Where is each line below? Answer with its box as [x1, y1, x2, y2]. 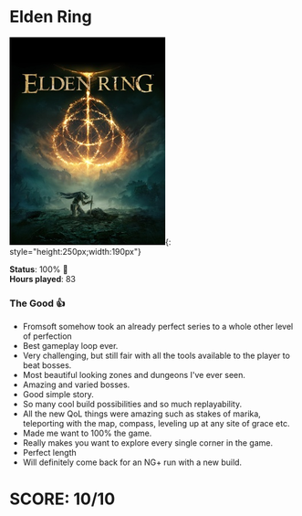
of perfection [22, 331, 73, 342]
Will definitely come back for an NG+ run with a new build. [22, 457, 243, 468]
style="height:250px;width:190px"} [9, 246, 141, 257]
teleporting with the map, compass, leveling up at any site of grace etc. [22, 418, 290, 429]
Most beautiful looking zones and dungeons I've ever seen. [22, 370, 246, 381]
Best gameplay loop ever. [22, 341, 119, 352]
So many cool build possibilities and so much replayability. [22, 399, 243, 410]
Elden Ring [9, 6, 93, 27]
